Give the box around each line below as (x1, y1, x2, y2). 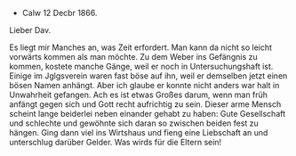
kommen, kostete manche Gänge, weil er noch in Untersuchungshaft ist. (9, 62, 274, 71)
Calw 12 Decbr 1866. (21, 8, 98, 18)
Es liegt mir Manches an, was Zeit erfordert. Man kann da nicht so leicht (9, 42, 273, 53)
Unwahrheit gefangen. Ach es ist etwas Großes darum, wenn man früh (9, 89, 268, 100)
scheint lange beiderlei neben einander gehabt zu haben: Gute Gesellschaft (9, 109, 286, 119)
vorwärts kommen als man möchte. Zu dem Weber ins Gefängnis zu (9, 52, 258, 62)
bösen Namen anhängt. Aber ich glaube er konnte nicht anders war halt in (9, 80, 280, 90)
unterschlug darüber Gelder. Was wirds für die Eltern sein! (9, 137, 222, 147)
